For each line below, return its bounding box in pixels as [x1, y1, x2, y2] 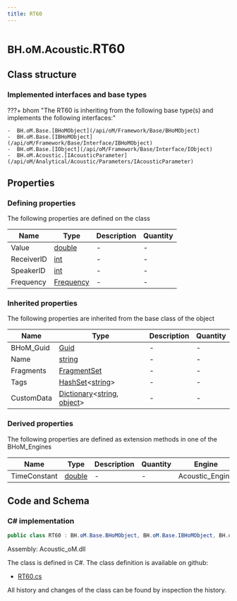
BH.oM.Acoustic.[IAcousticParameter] [16, 152, 128, 159]
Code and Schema [7, 495, 90, 507]
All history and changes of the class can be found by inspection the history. [7, 586, 227, 595]
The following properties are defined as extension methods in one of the [7, 435, 217, 443]
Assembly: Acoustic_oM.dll [7, 545, 86, 554]
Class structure [7, 68, 77, 81]
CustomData [11, 393, 53, 403]
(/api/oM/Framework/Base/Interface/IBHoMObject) [7, 139, 153, 147]
